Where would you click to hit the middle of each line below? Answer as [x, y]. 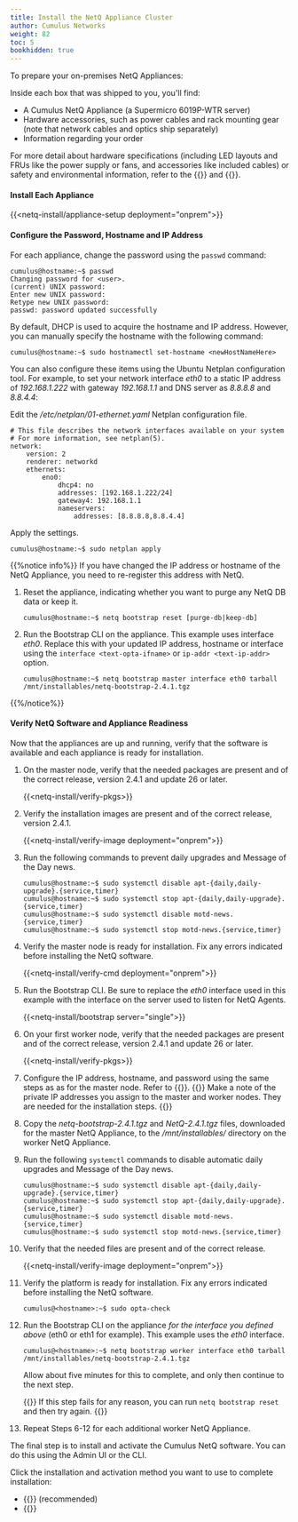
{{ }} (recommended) [60, 1499]
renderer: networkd [62, 462]
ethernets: [46, 469]
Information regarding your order [83, 139]
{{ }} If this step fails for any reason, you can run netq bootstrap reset [151, 1401]
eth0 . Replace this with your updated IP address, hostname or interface [153, 643]
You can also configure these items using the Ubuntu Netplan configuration [148, 369]
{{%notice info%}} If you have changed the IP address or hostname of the [145, 565]
